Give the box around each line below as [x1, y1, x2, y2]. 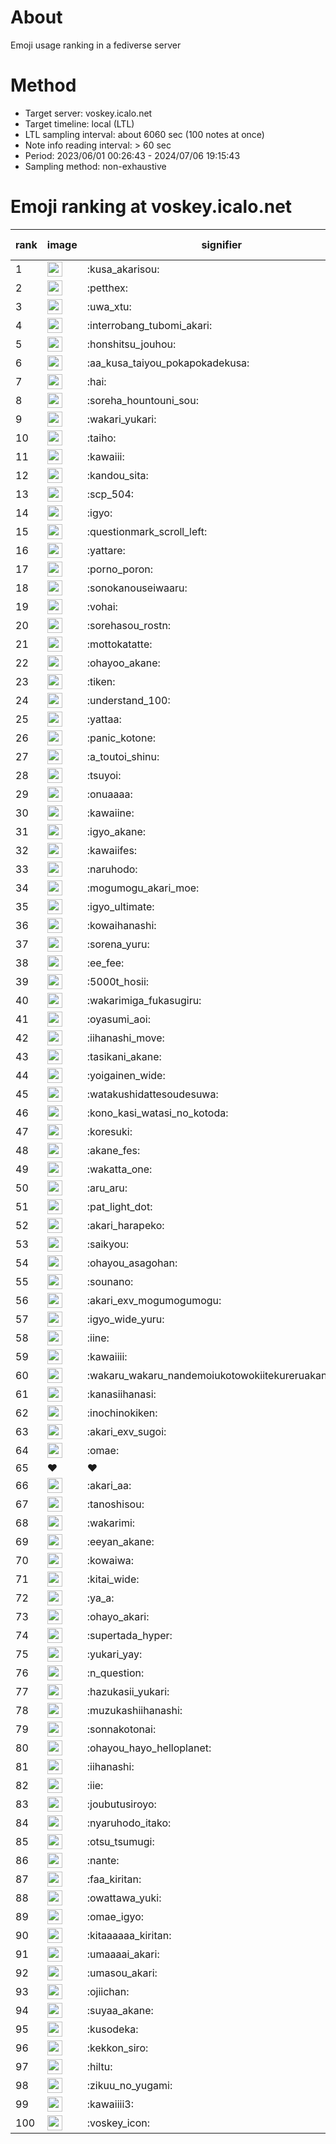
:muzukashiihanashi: [86, 1703, 183, 1717]
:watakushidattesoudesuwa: [86, 1087, 219, 1101]
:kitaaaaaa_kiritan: [86, 1928, 172, 1942]
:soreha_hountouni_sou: [86, 393, 199, 407]
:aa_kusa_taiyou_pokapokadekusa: [86, 356, 250, 370]
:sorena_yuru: [86, 937, 150, 951]
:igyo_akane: [86, 824, 147, 838]
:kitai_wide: [86, 1572, 140, 1586]
